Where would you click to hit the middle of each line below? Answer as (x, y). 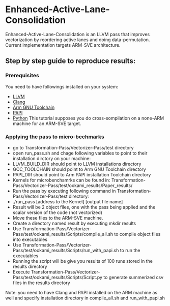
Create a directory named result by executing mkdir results (74, 223)
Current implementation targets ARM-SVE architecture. (63, 45)
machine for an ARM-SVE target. (47, 124)
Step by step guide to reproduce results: (70, 61)
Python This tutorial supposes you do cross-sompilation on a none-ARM (88, 118)
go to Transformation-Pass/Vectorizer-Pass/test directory (73, 147)
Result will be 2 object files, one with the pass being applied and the (84, 207)
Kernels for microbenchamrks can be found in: (61, 180)
